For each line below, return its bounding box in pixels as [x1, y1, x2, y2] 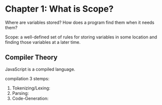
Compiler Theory [5, 53, 58, 62]
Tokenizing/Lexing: [12, 85, 51, 91]
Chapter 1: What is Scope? [5, 3, 114, 15]
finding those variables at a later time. [5, 39, 81, 45]
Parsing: [12, 90, 29, 96]
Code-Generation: [12, 95, 49, 101]
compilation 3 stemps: [5, 75, 50, 81]
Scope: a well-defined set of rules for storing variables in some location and [5, 34, 157, 40]
